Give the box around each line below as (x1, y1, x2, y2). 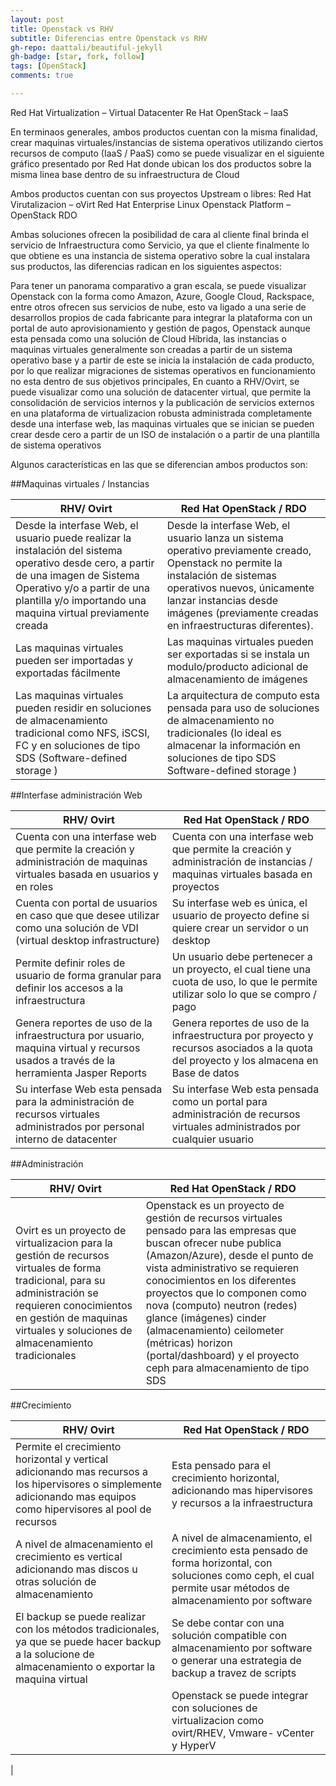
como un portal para (171, 1094, 268, 1108)
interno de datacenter (15, 1132, 118, 1146)
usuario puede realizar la (15, 531, 132, 545)
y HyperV (171, 1738, 217, 1752)
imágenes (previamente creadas (166, 606, 319, 620)
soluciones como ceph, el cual (171, 1568, 315, 1582)
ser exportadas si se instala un (166, 647, 310, 661)
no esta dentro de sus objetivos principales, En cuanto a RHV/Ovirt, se (10, 375, 300, 387)
